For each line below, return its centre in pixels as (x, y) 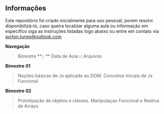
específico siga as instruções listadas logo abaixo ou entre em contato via (82, 31)
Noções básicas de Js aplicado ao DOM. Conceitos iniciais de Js (85, 76)
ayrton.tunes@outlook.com (34, 36)
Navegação (18, 46)
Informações (26, 8)
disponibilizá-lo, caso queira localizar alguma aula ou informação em (77, 26)
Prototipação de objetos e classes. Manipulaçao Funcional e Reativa (88, 100)
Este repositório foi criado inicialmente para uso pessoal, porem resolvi (79, 20)
